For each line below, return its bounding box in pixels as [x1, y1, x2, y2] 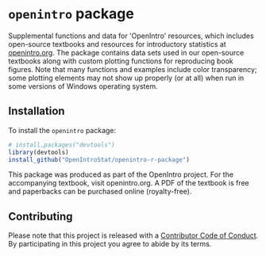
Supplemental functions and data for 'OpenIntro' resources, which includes [8, 31, 254, 40]
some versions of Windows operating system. [8, 81, 158, 91]
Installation [8, 105, 65, 118]
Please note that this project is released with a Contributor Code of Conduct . [8, 231, 259, 240]
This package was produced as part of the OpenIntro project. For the [8, 170, 234, 179]
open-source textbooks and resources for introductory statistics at [8, 39, 226, 48]
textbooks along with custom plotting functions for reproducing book [8, 56, 234, 66]
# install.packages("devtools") [8, 140, 115, 149]
